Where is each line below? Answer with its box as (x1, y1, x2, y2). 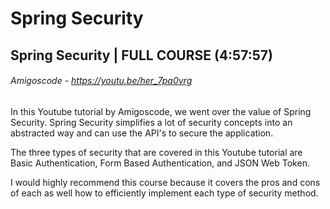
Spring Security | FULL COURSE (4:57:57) (10, 47, 273, 64)
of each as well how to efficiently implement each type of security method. (10, 187, 319, 199)
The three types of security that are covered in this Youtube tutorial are (10, 146, 303, 158)
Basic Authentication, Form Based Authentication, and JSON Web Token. (10, 157, 310, 169)
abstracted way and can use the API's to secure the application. (10, 127, 274, 139)
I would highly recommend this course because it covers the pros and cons (10, 176, 321, 188)
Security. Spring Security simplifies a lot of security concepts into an (10, 116, 293, 128)
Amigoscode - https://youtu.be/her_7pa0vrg (10, 75, 193, 87)
